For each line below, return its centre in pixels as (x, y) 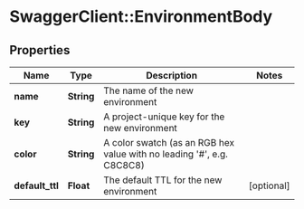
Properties (40, 50)
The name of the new (149, 90)
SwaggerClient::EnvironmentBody (141, 17)
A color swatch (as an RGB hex (169, 142)
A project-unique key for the (164, 117)
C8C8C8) (124, 165)
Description (171, 76)
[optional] (269, 185)
